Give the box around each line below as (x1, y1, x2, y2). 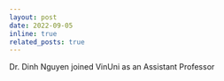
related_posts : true (9, 37, 86, 47)
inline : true (9, 29, 58, 38)
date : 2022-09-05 (9, 21, 73, 30)
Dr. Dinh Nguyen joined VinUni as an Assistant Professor (9, 62, 215, 72)
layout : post (9, 12, 58, 22)
